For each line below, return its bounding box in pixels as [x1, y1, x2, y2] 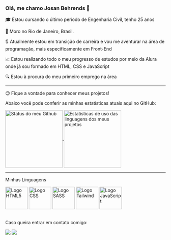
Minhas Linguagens [5, 177, 47, 183]
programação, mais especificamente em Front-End [5, 46, 112, 52]
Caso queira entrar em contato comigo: [5, 219, 88, 225]
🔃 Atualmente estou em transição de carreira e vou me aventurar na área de [5, 38, 165, 45]
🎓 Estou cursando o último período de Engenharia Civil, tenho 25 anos [5, 16, 155, 22]
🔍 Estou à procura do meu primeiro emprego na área [5, 74, 117, 80]
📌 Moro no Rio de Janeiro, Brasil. [5, 28, 74, 35]
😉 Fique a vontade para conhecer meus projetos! [5, 90, 109, 97]
